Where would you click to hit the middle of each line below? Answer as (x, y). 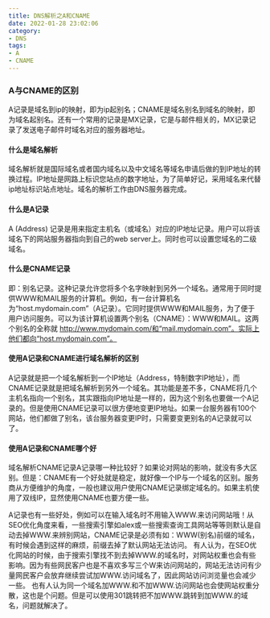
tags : (17, 46)
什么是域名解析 (33, 149)
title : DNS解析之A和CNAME (49, 16)
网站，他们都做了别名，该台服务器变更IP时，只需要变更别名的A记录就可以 (130, 418)
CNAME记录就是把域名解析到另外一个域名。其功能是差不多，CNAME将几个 (133, 388)
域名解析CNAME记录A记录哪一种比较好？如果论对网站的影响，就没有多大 (129, 467)
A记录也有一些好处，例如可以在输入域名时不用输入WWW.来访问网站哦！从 (131, 515)
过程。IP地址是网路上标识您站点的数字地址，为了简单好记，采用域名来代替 (138, 179)
